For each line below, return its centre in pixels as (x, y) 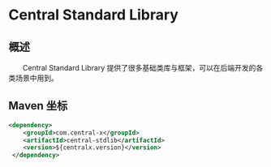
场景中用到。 (37, 78)
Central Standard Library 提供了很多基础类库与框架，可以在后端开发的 (140, 68)
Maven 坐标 (38, 106)
